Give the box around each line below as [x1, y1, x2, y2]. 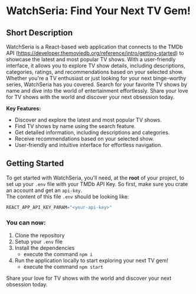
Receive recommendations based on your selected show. [14, 135, 155, 142]
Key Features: [6, 105, 41, 112]
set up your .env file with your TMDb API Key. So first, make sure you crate [6, 180, 188, 187]
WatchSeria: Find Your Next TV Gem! [6, 4, 191, 18]
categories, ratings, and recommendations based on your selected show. [6, 68, 184, 75]
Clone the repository [14, 231, 65, 239]
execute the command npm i [23, 250, 93, 257]
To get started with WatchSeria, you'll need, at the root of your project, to [6, 174, 185, 181]
